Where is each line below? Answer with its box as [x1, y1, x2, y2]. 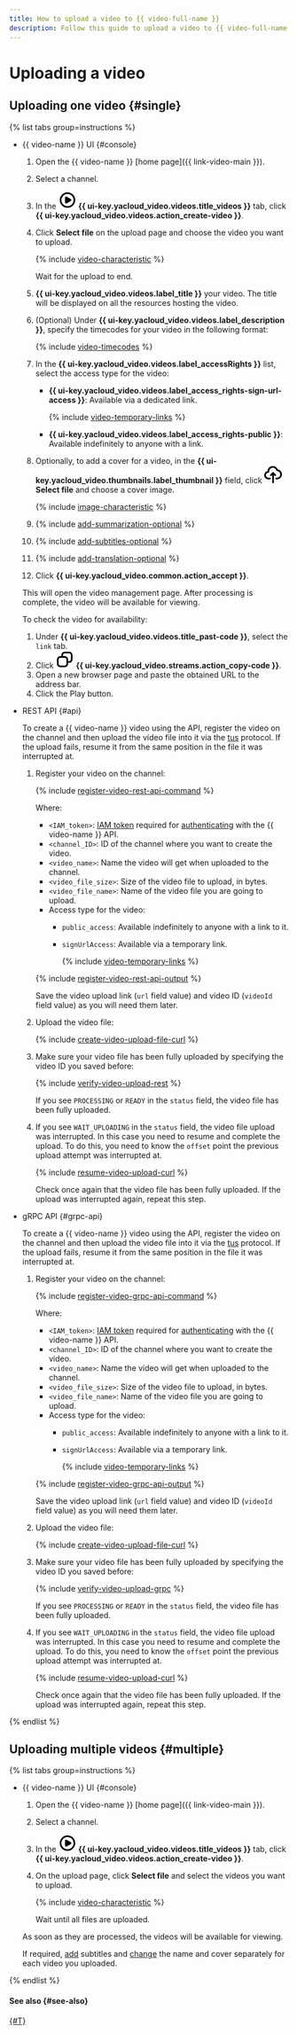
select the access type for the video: [35, 368, 170, 379]
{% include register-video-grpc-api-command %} [35, 1290, 218, 1301]
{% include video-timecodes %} [35, 341, 153, 352]
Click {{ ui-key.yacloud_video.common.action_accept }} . [35, 570, 250, 581]
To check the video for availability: [21, 614, 148, 624]
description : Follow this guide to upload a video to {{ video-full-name [9, 23, 288, 33]
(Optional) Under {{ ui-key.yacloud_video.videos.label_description [35, 315, 285, 325]
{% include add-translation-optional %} [35, 552, 180, 563]
